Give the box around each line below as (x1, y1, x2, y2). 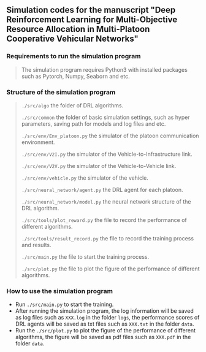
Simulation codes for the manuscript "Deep (6, 5, 176, 15)
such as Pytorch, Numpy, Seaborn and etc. (21, 72, 130, 80)
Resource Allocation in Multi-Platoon (6, 24, 150, 34)
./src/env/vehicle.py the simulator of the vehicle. (21, 174, 148, 182)
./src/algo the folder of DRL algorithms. (21, 101, 124, 109)
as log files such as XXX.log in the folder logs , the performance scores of (15, 314, 200, 321)
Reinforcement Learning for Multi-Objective (6, 15, 178, 25)
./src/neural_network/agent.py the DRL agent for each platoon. (21, 186, 183, 193)
